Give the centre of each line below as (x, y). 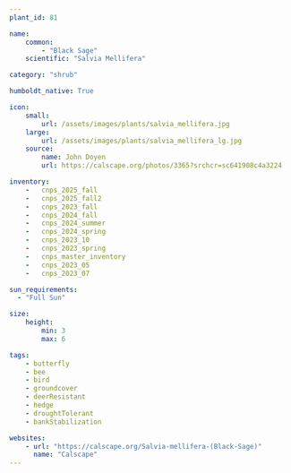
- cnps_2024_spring (65, 232)
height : (39, 322)
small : (38, 116)
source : (39, 149)
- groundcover (51, 389)
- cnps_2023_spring (65, 248)
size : (19, 314)
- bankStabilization (64, 422)
